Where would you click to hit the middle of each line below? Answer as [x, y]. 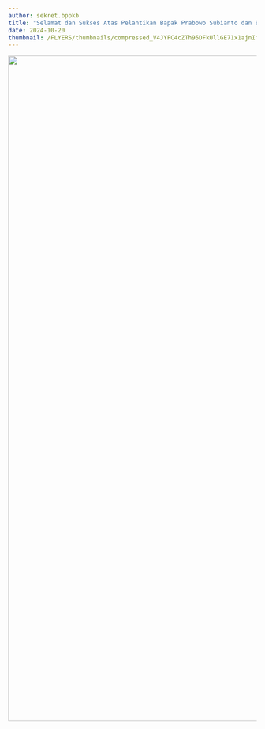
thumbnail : [26, 37]
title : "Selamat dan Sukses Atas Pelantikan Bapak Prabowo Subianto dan [130, 23]
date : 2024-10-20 [37, 30]
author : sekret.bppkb [44, 15]
